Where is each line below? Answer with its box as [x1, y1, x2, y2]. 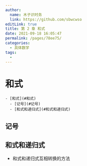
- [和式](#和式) [5, 96, 36, 102]
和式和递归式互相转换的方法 [12, 155, 70, 161]
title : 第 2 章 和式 [5, 26, 45, 31]
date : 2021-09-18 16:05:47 [5, 31, 62, 36]
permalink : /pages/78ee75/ [5, 36, 62, 41]
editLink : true [5, 21, 37, 27]
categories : [5, 41, 30, 46]
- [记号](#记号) [10, 102, 41, 107]
